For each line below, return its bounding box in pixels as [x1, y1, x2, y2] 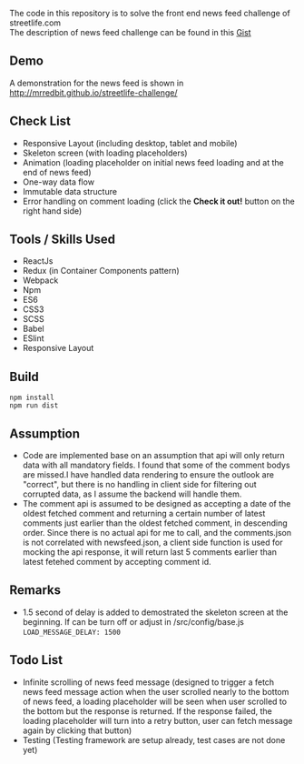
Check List [9, 114, 71, 129]
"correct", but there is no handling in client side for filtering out [22, 479, 257, 490]
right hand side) [22, 205, 83, 216]
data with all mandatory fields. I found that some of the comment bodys [22, 459, 290, 471]
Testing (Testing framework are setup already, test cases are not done [22, 734, 286, 745]
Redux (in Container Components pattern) [22, 266, 180, 276]
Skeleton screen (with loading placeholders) [22, 147, 188, 158]
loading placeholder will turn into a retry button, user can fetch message [22, 715, 293, 726]
